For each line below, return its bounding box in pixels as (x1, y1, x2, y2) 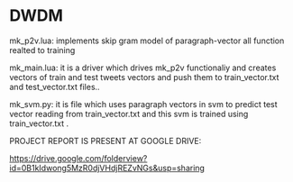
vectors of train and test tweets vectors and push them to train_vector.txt (9, 71, 279, 82)
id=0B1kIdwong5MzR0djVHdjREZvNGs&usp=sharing (9, 162, 206, 173)
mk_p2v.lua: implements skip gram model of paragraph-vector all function (9, 35, 285, 46)
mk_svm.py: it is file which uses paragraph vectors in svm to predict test (9, 98, 278, 109)
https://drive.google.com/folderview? (9, 152, 148, 163)
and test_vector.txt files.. (9, 81, 101, 92)
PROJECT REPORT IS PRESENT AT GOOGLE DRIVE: (9, 135, 202, 146)
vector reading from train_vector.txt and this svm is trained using (9, 108, 249, 119)
